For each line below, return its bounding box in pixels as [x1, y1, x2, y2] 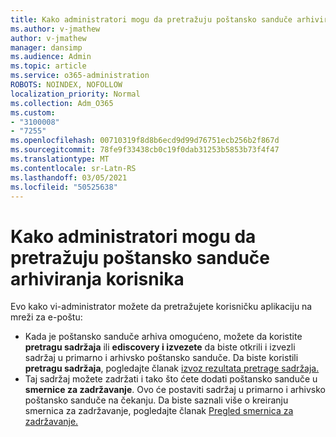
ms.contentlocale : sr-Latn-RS [10, 163, 137, 173]
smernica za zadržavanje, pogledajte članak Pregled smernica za [24, 405, 294, 417]
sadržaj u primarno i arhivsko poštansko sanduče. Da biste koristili [24, 352, 299, 364]
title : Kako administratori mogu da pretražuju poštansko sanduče [10, 14, 293, 25]
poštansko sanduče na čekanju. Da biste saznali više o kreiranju [24, 394, 289, 406]
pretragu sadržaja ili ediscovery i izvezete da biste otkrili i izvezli [24, 341, 296, 353]
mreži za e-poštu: [10, 311, 83, 323]
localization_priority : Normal [10, 89, 141, 99]
